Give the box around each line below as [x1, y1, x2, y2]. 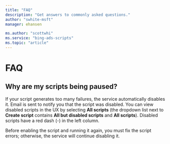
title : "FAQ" [5, 7, 33, 13]
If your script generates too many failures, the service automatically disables [5, 96, 165, 102]
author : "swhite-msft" [5, 17, 53, 22]
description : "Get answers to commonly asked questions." [5, 12, 130, 17]
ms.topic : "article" [5, 40, 49, 46]
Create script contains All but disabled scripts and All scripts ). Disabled [5, 112, 158, 118]
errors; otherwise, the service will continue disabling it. [5, 133, 120, 139]
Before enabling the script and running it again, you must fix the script [5, 127, 152, 133]
